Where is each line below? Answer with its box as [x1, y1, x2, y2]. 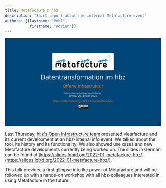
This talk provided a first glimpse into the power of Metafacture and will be [5, 166, 157, 173]
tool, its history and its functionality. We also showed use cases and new [5, 141, 153, 147]
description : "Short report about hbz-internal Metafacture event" [5, 13, 147, 18]
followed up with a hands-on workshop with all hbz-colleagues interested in [5, 172, 160, 178]
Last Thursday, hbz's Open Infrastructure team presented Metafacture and [5, 131, 157, 137]
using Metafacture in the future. [5, 177, 70, 183]
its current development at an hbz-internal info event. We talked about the [5, 136, 156, 142]
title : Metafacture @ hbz [5, 8, 58, 13]
